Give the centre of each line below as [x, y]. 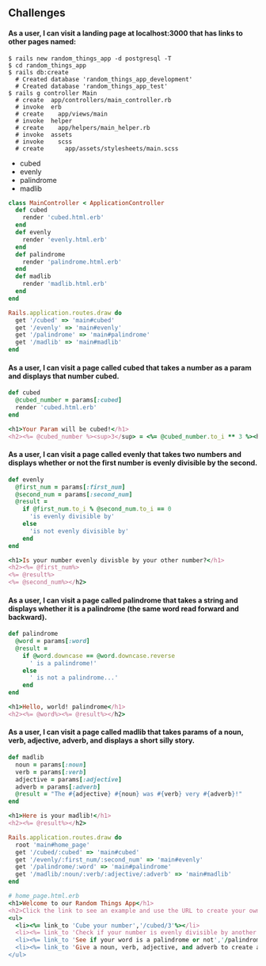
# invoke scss [44, 142]
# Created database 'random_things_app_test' [92, 86]
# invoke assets [44, 135]
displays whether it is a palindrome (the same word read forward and [123, 608]
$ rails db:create [38, 72]
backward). [28, 617]
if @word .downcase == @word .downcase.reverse [99, 656]
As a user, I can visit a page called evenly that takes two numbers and [125, 454]
